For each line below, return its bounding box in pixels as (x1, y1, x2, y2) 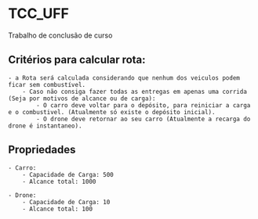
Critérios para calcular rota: (8, 53, 147, 66)
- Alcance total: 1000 (22, 178, 96, 185)
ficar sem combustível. (8, 81, 86, 88)
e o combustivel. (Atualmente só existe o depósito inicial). (8, 108, 216, 116)
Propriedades (8, 143, 76, 156)
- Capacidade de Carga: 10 (22, 198, 111, 206)
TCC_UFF (8, 5, 69, 23)
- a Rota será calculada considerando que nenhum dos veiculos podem (8, 74, 241, 82)
